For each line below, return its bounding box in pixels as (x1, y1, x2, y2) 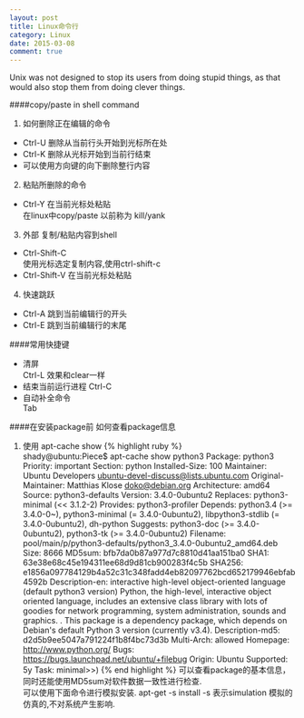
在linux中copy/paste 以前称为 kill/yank (22, 210, 166, 221)
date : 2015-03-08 (9, 38, 75, 48)
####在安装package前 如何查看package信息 (9, 422, 177, 433)
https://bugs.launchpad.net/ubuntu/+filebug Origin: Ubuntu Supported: (22, 653, 289, 664)
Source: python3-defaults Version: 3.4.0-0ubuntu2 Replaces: (22, 490, 252, 501)
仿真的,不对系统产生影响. (22, 699, 115, 710)
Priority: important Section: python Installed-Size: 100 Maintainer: (22, 461, 268, 472)
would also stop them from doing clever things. (9, 82, 186, 93)
